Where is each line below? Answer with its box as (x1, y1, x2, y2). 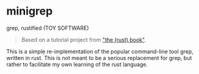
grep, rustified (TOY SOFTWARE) (6, 24, 90, 32)
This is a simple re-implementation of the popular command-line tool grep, (6, 47, 194, 55)
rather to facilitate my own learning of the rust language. (6, 61, 148, 68)
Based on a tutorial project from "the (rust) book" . (21, 36, 147, 43)
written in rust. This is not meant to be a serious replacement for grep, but (6, 54, 192, 61)
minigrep (6, 4, 53, 18)
